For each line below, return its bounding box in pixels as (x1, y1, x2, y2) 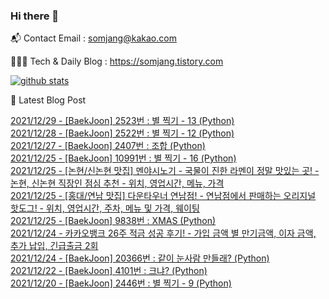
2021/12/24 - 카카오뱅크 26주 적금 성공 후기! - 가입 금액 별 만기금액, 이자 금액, (10, 227, 317, 239)
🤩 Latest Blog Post (10, 94, 87, 106)
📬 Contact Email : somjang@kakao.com (10, 32, 177, 44)
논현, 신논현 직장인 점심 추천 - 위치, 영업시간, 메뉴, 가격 (10, 177, 225, 189)
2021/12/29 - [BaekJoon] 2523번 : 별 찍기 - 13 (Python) (10, 115, 235, 127)
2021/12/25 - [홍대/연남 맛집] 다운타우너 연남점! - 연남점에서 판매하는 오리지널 (10, 190, 317, 202)
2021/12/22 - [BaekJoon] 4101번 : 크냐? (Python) (10, 265, 208, 277)
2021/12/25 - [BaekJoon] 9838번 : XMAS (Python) (10, 215, 217, 227)
